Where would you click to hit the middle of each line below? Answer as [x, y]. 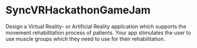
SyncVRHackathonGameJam [78, 10]
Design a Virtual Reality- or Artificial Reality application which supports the [96, 26]
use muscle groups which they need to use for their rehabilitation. [86, 39]
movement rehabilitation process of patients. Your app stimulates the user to [98, 32]
